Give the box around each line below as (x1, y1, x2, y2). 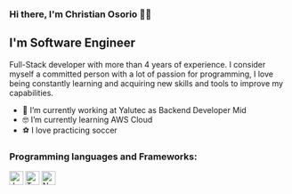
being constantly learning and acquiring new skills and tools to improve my (9, 77, 283, 88)
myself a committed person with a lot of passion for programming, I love (9, 69, 274, 79)
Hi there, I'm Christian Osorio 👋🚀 (9, 8, 152, 20)
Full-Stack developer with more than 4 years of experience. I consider (9, 59, 266, 69)
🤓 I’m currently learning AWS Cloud (21, 114, 153, 125)
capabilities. (9, 87, 53, 98)
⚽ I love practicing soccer (21, 125, 118, 135)
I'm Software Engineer (9, 36, 136, 51)
